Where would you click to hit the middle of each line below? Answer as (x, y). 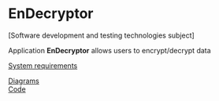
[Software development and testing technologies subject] (101, 35)
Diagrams (24, 81)
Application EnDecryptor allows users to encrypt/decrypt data (109, 50)
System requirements (43, 65)
